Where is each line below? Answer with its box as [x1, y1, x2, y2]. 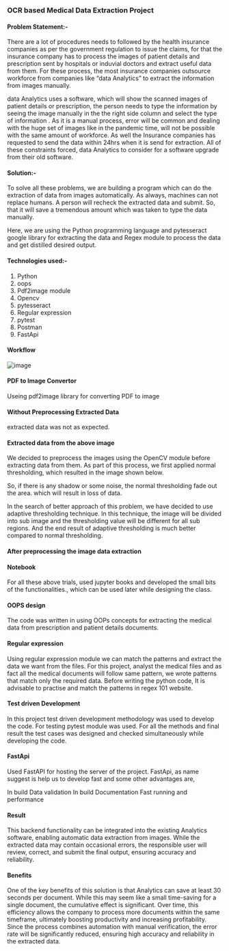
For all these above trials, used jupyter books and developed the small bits [7, 578, 217, 586]
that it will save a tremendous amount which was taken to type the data [7, 206, 208, 214]
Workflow [7, 346, 36, 354]
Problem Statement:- [7, 23, 68, 31]
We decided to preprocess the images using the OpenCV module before [7, 454, 211, 462]
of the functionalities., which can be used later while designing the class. [7, 586, 212, 594]
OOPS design [7, 601, 46, 609]
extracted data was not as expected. [7, 423, 110, 431]
